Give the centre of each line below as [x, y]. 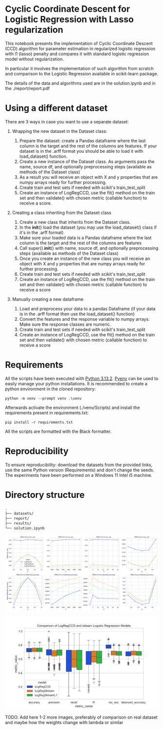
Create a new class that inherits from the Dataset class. [75, 222]
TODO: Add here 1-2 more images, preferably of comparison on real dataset [81, 717]
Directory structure [45, 495]
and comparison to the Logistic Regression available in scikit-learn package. [82, 73]
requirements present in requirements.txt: [47, 413]
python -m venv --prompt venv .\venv [43, 398]
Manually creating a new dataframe [48, 299]
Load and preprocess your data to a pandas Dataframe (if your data [87, 308]
